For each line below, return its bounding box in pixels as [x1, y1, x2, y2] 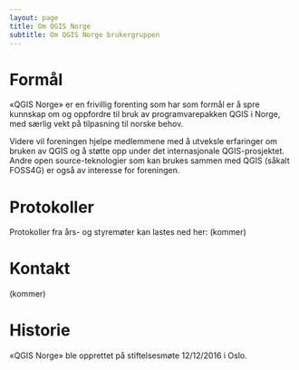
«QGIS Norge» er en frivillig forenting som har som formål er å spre [9, 99, 260, 110]
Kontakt [9, 258, 71, 279]
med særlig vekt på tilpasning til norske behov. [9, 119, 184, 130]
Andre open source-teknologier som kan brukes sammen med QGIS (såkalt [9, 155, 290, 166]
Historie [9, 320, 71, 341]
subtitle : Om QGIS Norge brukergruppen [9, 30, 160, 39]
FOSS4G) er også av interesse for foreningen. [9, 165, 180, 176]
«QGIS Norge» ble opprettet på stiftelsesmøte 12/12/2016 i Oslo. [9, 350, 247, 361]
